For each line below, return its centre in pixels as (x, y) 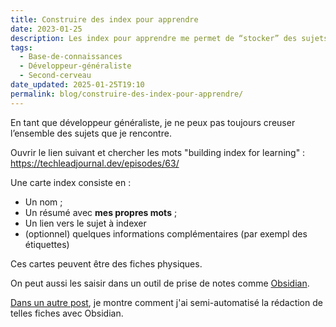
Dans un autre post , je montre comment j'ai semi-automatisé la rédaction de (166, 302)
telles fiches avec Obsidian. (67, 313)
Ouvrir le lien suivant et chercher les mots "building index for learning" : (158, 152)
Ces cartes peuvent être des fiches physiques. (106, 263)
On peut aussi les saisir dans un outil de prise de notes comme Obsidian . (160, 283)
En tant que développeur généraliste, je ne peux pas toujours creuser (153, 122)
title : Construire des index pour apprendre (104, 19)
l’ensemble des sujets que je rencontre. (91, 133)
